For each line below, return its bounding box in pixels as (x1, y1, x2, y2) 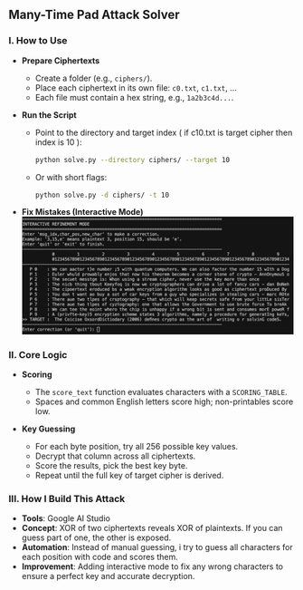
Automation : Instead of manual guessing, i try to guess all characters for (21, 542, 293, 553)
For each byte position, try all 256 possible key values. (34, 441, 239, 451)
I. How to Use (8, 34, 68, 47)
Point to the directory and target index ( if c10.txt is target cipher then (34, 127, 293, 138)
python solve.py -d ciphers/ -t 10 (34, 190, 169, 199)
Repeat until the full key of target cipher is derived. (34, 470, 224, 480)
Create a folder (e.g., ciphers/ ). (34, 73, 153, 83)
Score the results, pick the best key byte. (34, 460, 188, 470)
